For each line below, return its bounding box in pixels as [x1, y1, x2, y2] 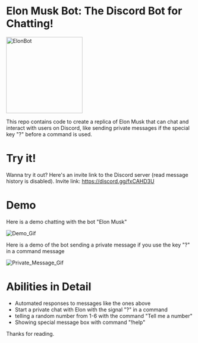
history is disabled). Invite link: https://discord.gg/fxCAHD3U [6, 177, 155, 185]
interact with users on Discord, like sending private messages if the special [6, 124, 190, 132]
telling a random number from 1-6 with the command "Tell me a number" [14, 312, 193, 319]
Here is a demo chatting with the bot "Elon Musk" [6, 218, 127, 225]
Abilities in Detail [6, 280, 92, 293]
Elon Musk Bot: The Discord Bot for [6, 4, 183, 18]
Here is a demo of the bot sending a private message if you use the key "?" [6, 241, 190, 248]
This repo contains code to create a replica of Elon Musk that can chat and [6, 118, 189, 125]
